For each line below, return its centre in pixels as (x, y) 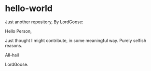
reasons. (14, 45)
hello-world (29, 8)
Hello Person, (19, 31)
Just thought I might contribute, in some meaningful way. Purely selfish (75, 40)
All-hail (12, 55)
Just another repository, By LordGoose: (44, 22)
